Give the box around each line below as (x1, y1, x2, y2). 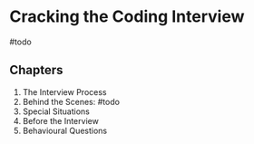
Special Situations (22, 106, 91, 117)
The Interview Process (22, 86, 107, 97)
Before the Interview (22, 115, 100, 126)
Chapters (9, 62, 63, 78)
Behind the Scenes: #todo (22, 96, 121, 107)
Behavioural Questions (22, 125, 108, 136)
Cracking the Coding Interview (9, 6, 245, 27)
